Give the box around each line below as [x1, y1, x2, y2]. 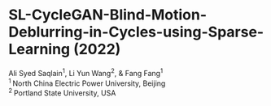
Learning [8, 40, 71, 58]
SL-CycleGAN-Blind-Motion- [8, 6, 208, 24]
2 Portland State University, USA [8, 87, 116, 98]
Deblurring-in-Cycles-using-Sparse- [8, 23, 264, 41]
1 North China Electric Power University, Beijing [8, 77, 166, 88]
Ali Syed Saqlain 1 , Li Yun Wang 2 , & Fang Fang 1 [8, 66, 164, 78]
